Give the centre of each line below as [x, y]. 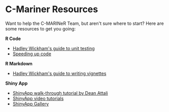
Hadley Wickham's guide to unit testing [54, 48]
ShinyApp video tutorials [38, 98]
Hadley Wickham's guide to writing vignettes [59, 73]
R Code [13, 39]
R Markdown [19, 63]
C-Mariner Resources [52, 9]
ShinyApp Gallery [31, 104]
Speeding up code [32, 54]
